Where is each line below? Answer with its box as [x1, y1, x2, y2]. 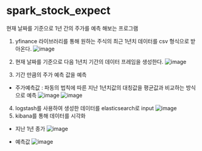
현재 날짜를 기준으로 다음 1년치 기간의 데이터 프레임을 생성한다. [15, 58, 164, 65]
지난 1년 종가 [15, 125, 46, 132]
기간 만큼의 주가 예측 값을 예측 [15, 71, 87, 78]
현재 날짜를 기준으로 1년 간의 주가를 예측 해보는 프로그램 [6, 24, 139, 32]
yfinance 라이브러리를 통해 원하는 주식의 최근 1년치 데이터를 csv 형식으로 [15, 37, 190, 44]
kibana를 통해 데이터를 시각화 [15, 112, 86, 119]
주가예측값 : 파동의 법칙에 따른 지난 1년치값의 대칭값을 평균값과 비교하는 [15, 83, 185, 91]
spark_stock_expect [6, 4, 111, 18]
